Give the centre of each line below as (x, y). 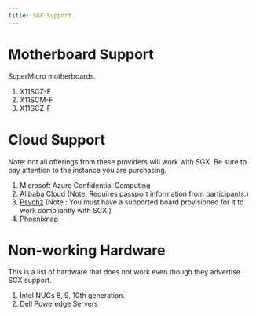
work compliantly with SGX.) (66, 210)
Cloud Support (57, 140)
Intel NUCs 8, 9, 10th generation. (72, 296)
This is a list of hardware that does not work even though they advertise (124, 272)
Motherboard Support (81, 54)
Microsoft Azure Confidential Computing (85, 185)
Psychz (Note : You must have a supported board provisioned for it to (132, 202)
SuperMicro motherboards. (52, 76)
